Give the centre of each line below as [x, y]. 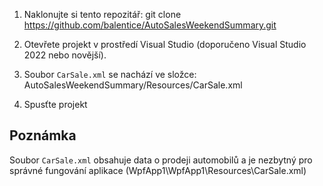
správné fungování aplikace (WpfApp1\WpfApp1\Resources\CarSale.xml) [158, 170]
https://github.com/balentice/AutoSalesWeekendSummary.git [150, 25]
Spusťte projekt [55, 104]
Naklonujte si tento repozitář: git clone [102, 14]
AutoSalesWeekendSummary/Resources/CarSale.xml [133, 85]
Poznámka [43, 135]
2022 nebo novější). [65, 55]
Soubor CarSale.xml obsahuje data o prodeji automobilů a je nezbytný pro [161, 160]
